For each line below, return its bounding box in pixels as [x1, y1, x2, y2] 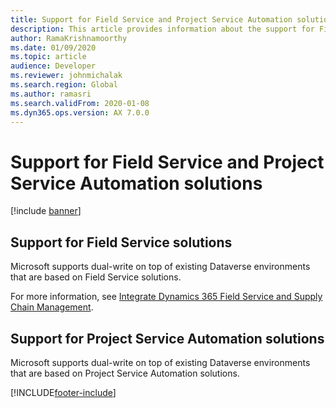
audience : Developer [10, 61, 97, 71]
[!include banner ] [10, 205, 82, 217]
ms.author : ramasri [10, 89, 92, 99]
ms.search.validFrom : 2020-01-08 [10, 98, 150, 108]
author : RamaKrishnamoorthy [10, 33, 128, 43]
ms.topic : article [10, 52, 87, 62]
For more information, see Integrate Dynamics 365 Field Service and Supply [10, 291, 323, 303]
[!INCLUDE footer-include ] [10, 386, 117, 398]
